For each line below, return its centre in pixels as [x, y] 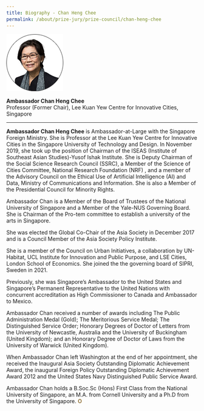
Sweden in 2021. [27, 270]
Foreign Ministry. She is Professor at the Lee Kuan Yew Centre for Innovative [102, 137]
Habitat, [16, 257]
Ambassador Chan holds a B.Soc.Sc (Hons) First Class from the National [97, 388]
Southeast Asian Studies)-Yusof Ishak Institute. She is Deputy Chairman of [99, 157]
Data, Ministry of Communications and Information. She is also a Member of [101, 183]
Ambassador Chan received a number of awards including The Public [93, 313]
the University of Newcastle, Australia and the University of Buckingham [97, 332]
